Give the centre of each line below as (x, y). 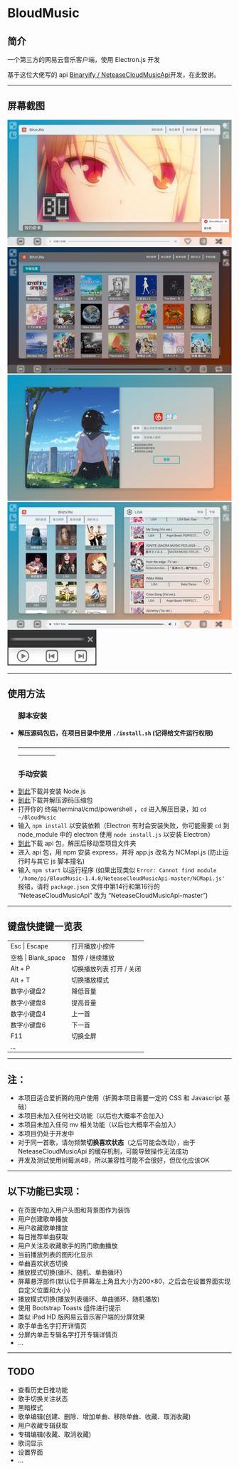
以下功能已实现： (45, 1192)
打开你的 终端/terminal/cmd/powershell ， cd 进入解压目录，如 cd (112, 809)
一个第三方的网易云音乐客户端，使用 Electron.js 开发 (84, 59)
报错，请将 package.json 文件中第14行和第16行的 (89, 886)
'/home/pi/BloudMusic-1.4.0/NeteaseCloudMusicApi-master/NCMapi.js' (121, 878)
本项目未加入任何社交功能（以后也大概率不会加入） (92, 1115)
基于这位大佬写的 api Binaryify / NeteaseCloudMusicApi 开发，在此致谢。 (114, 75)
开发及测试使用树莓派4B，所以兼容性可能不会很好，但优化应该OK (113, 1160)
